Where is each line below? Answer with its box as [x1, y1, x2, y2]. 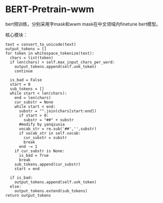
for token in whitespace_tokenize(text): [5, 51, 95, 56]
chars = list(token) [10, 55, 53, 60]
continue [14, 69, 33, 74]
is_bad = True [18, 153, 49, 158]
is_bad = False [10, 77, 42, 82]
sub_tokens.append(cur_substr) [14, 161, 81, 167]
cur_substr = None [14, 99, 53, 105]
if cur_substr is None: [14, 148, 65, 153]
